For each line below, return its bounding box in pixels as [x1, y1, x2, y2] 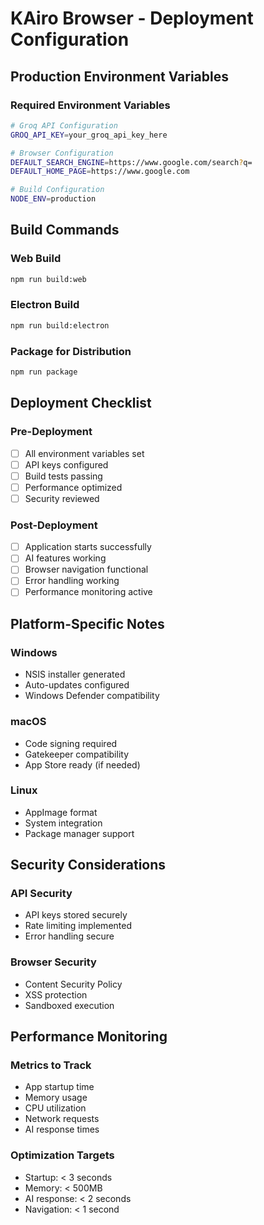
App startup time [24, 1081, 95, 1093]
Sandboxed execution [24, 999, 115, 1011]
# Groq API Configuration [10, 120, 118, 131]
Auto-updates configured [24, 679, 130, 691]
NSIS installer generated [24, 668, 126, 681]
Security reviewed [24, 492, 100, 504]
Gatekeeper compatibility [24, 748, 130, 760]
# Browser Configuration [10, 148, 114, 158]
